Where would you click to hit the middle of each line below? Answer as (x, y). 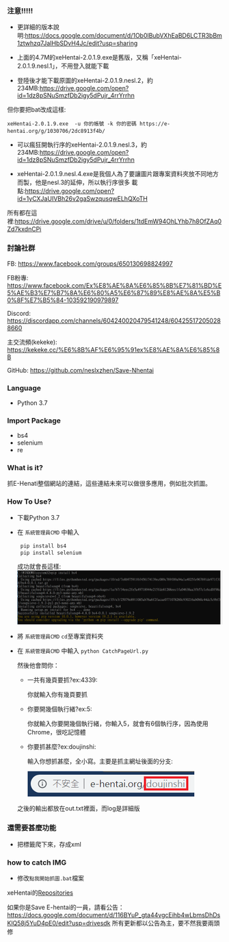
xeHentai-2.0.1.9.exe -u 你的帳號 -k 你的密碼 (72, 124)
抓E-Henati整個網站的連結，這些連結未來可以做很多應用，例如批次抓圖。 (109, 484)
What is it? (25, 468)
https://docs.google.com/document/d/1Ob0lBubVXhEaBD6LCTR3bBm (123, 36)
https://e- (155, 124)
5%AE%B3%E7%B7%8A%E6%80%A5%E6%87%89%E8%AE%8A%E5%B (114, 293)
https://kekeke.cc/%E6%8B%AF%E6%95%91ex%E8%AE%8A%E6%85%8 (113, 349)
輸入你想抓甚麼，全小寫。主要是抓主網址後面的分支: (100, 761)
